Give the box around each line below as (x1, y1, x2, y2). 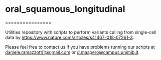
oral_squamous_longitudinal (5, 3, 126, 15)
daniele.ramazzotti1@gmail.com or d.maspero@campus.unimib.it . (5, 49, 140, 55)
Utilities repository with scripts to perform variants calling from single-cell (5, 29, 157, 35)
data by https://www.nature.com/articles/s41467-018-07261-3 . (5, 34, 134, 40)
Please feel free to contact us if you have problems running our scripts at (5, 44, 156, 50)
